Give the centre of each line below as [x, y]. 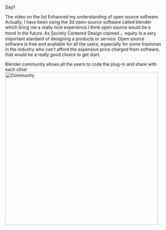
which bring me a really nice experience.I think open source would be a [78, 27]
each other [16, 69]
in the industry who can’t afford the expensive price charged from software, [83, 49]
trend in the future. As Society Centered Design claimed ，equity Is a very [81, 33]
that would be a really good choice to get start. [53, 55]
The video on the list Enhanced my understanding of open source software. [82, 17]
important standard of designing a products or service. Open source [75, 39]
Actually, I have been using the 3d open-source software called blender [78, 22]
